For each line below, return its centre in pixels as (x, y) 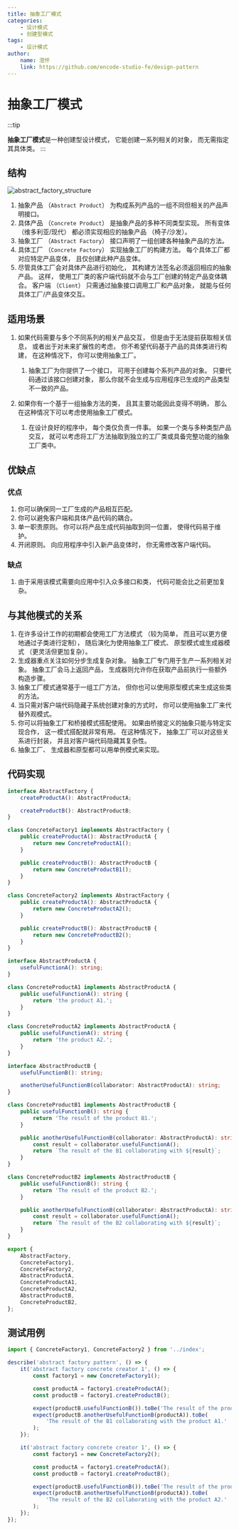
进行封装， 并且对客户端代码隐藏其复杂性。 (87, 740)
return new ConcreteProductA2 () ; (83, 909)
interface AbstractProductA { (52, 961)
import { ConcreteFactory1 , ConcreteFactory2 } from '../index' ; (106, 1350)
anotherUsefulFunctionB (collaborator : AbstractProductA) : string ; (121, 1085)
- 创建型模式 (37, 34)
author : (19, 54)
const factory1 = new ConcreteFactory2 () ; (97, 1454)
